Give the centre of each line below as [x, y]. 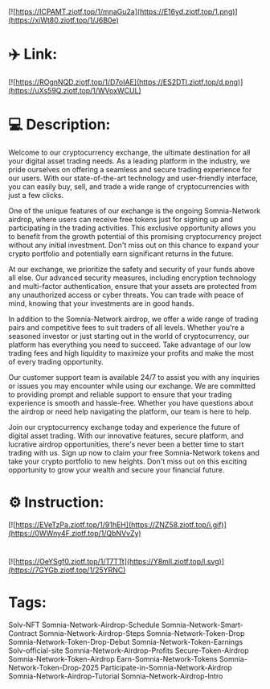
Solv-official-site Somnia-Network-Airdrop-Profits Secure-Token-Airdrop [129, 650]
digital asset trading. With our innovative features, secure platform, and [126, 435]
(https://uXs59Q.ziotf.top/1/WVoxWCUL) [75, 90]
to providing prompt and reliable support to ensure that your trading [120, 394]
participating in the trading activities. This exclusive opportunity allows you [132, 228]
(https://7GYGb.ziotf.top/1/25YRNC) [67, 570]
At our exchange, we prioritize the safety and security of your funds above [132, 269]
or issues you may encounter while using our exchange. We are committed [132, 386]
